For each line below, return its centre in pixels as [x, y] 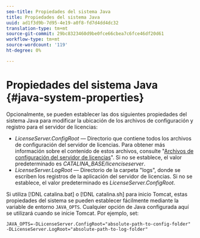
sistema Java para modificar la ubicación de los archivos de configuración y [100, 120]
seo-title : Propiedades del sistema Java [59, 12]
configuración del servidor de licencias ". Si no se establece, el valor [98, 157]
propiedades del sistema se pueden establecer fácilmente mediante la [93, 201]
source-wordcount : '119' [37, 45]
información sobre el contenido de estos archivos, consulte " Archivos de [104, 151]
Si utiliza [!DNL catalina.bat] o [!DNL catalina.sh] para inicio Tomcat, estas [97, 194]
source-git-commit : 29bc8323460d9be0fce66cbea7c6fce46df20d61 [85, 34]
